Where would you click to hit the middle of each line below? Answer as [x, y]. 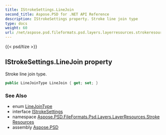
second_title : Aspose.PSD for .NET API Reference [57, 14]
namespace [24, 117]
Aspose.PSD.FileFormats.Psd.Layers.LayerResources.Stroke [99, 117]
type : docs [16, 23]
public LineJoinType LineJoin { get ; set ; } [52, 83]
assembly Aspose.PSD [35, 127]
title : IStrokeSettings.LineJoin [40, 10]
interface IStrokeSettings [38, 111]
